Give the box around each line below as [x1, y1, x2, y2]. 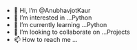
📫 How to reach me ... [13, 36, 78, 43]
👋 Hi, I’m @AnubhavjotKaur [13, 7, 91, 14]
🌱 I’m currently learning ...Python [13, 21, 107, 28]
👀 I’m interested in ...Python [13, 14, 92, 22]
